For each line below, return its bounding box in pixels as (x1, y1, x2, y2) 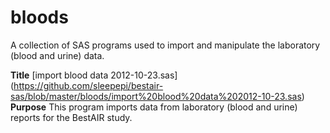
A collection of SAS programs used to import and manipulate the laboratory (10, 39, 321, 51)
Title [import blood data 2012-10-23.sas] (10, 69, 178, 81)
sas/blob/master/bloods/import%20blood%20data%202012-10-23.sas (10, 90, 302, 102)
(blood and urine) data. (10, 49, 105, 61)
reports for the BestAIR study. (10, 111, 133, 123)
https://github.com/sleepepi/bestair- (13, 79, 164, 91)
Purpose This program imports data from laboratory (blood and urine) (10, 101, 298, 113)
